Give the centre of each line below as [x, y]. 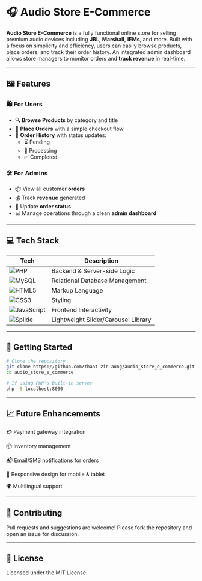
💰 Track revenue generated [50, 198]
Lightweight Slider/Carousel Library [101, 320]
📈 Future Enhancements [54, 414]
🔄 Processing [40, 150]
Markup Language [77, 290]
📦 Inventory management [38, 446]
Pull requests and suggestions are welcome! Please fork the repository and [99, 528]
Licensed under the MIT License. [47, 573]
